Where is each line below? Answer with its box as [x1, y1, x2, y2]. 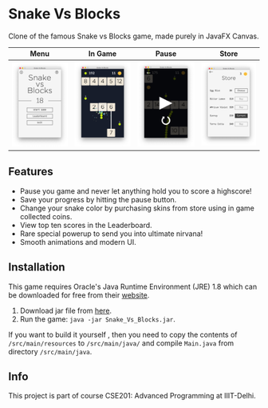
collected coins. [19, 211, 73, 221]
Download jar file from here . [19, 306, 112, 315]
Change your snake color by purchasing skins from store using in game [19, 203, 255, 213]
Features [8, 165, 53, 178]
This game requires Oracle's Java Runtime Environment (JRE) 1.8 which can [8, 282, 258, 291]
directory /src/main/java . [8, 346, 93, 356]
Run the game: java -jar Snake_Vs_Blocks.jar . [19, 314, 175, 324]
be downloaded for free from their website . [8, 290, 150, 300]
